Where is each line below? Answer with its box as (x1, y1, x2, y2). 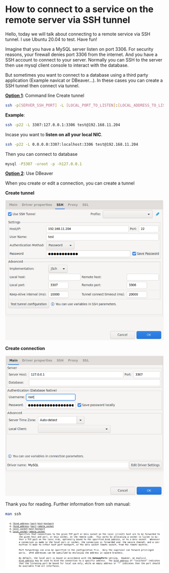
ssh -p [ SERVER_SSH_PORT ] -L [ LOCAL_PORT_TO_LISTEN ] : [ (5, 102, 121, 108)
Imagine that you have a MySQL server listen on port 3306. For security (5, 46, 153, 52)
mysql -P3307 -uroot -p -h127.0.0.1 (5, 161, 82, 166)
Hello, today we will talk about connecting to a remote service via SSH (5, 31, 151, 37)
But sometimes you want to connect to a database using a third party (5, 72, 148, 78)
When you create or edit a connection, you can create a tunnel (5, 180, 135, 186)
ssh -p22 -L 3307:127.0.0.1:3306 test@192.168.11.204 (5, 122, 121, 127)
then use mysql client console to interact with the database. (5, 62, 129, 68)
